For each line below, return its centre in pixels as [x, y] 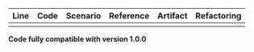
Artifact [172, 16]
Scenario [83, 16]
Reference [129, 16]
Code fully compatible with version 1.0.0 [77, 39]
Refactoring [219, 16]
